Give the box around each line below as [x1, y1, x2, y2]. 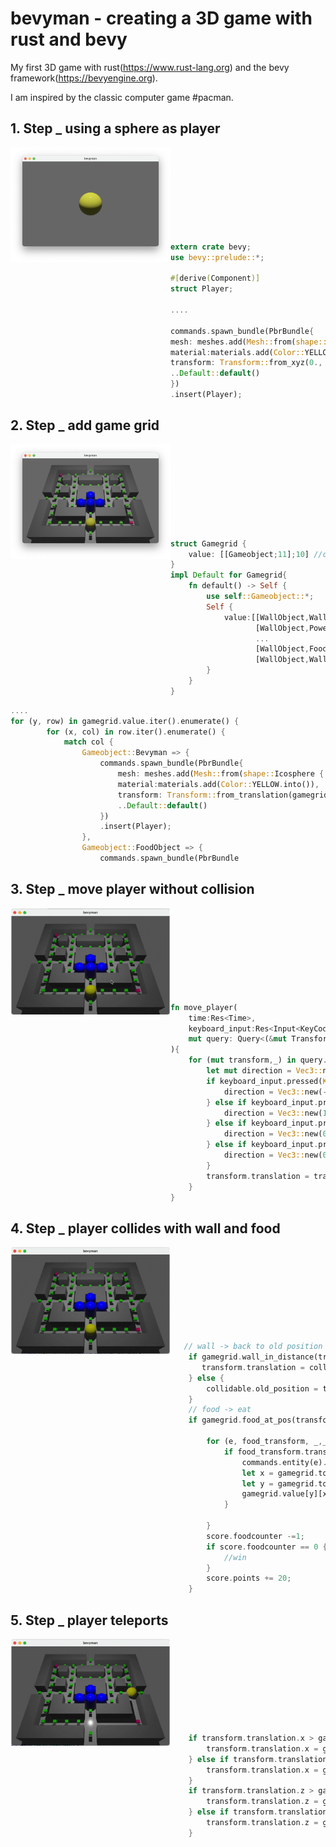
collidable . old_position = [206, 1383, 319, 1394]
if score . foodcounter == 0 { [206, 1542, 328, 1552]
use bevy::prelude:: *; [170, 252, 265, 262]
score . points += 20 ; [206, 1573, 292, 1584]
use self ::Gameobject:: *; [206, 592, 315, 602]
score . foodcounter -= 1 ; [206, 1531, 305, 1541]
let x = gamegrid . [241, 1468, 319, 1478]
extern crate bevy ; [170, 242, 252, 252]
